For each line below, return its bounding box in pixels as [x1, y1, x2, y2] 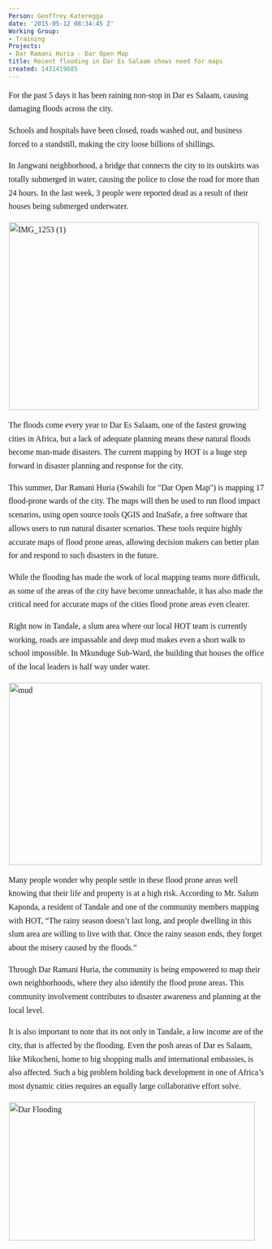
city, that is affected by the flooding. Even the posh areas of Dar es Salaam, [8, 1040, 253, 1050]
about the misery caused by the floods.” [8, 942, 137, 953]
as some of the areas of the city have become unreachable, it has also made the [8, 585, 264, 595]
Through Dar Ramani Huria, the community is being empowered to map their [8, 964, 261, 974]
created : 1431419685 [8, 65, 79, 73]
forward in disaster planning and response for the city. [8, 461, 184, 471]
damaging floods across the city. [8, 103, 114, 114]
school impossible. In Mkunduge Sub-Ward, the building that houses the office [8, 648, 265, 658]
